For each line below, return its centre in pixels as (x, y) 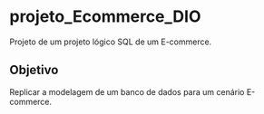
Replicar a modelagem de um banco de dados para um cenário (127, 91)
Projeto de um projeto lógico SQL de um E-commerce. (111, 42)
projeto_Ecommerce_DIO (105, 17)
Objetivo (34, 70)
